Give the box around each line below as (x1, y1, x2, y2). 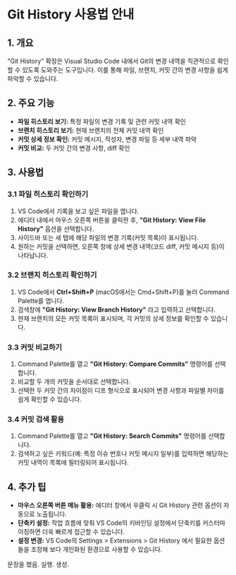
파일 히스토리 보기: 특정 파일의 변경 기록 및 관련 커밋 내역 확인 (17, 117, 187, 126)
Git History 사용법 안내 (7, 6, 135, 23)
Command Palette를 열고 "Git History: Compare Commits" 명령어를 (17, 360, 213, 368)
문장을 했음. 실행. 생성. (7, 560, 69, 569)
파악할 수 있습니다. (7, 75, 58, 83)
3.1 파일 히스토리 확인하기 (7, 189, 89, 199)
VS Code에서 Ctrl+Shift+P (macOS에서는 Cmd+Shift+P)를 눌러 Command (17, 287, 230, 296)
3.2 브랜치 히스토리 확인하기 (7, 270, 97, 280)
